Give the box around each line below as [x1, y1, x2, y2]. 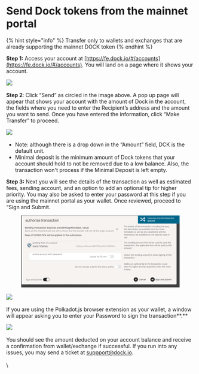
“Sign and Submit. [6, 203, 51, 210]
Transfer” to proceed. [6, 117, 60, 124]
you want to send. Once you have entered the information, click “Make [6, 110, 180, 117]
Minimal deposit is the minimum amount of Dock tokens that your [14, 153, 175, 161]
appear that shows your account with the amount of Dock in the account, [6, 98, 186, 105]
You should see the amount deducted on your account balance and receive [6, 336, 191, 343]
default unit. [14, 147, 45, 154]
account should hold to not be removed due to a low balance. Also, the [14, 160, 189, 167]
